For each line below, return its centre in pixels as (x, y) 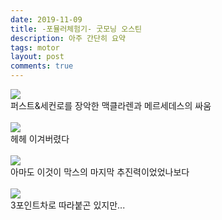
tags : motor (35, 47)
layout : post (37, 57)
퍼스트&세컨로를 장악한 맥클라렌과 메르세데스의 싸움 (111, 105)
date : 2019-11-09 (46, 19)
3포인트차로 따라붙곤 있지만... (68, 205)
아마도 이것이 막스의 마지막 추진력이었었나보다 (100, 172)
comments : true (42, 66)
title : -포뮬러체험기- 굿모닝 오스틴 (76, 29)
